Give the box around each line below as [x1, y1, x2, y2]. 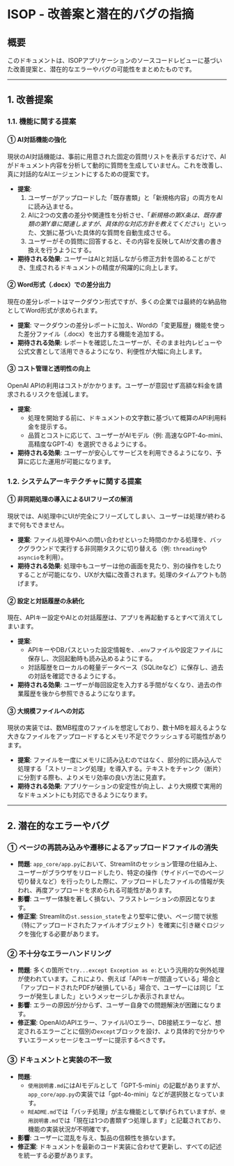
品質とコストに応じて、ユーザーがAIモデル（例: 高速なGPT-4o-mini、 [27, 431, 227, 439]
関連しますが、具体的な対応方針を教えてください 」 [62, 219, 209, 228]
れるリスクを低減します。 [19, 389, 93, 398]
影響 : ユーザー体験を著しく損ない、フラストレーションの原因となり [17, 895, 210, 903]
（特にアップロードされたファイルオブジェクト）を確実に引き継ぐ [17, 921, 207, 930]
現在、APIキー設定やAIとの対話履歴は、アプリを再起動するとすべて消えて [7, 613, 217, 622]
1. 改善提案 [7, 94, 54, 106]
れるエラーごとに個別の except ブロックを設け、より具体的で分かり [29, 1027, 219, 1035]
